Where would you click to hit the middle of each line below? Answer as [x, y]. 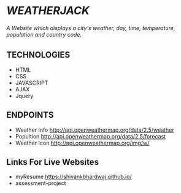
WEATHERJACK [48, 11]
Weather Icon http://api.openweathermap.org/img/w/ [82, 143]
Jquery [24, 96]
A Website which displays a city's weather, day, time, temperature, [91, 28]
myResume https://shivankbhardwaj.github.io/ [73, 177]
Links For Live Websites [53, 162]
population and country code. [44, 34]
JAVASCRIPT [32, 83]
